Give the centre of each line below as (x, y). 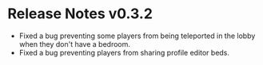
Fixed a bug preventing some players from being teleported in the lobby (137, 36)
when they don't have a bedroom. (75, 44)
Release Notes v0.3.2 (80, 14)
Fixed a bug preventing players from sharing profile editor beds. (124, 52)
